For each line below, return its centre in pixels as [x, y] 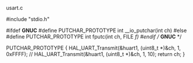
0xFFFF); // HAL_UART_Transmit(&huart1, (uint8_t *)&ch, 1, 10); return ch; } [96, 54]
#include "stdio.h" [28, 19]
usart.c [15, 8]
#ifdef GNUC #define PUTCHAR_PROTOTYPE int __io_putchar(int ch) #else [96, 30]
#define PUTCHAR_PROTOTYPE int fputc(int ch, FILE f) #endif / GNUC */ [94, 36]
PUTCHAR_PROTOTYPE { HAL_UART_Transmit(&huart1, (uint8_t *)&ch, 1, [94, 48]
